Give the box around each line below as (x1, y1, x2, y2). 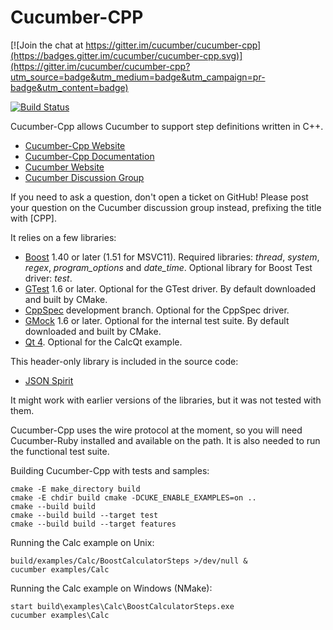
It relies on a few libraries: (10, 231, 117, 243)
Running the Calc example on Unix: (10, 536, 155, 548)
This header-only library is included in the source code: (10, 355, 239, 367)
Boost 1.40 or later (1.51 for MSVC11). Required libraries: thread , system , (24, 251, 320, 263)
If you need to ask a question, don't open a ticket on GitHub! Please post (10, 191, 309, 203)
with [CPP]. (10, 212, 57, 224)
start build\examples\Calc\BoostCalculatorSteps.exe (10, 601, 235, 611)
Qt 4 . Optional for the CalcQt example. (24, 336, 183, 348)
